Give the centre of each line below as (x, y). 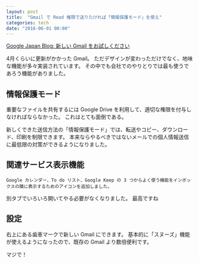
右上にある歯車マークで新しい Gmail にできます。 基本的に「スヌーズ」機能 (98, 234)
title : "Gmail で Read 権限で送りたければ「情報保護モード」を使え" (84, 17)
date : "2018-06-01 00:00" (38, 28)
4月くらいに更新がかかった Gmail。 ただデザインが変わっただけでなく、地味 (99, 59)
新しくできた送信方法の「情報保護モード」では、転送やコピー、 (84, 130)
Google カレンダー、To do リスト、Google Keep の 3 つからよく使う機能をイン (94, 180)
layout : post (22, 12)
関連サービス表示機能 (45, 165)
